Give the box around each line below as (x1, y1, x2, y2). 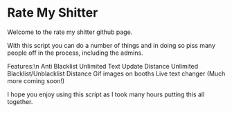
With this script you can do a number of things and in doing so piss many (7, 41, 216, 49)
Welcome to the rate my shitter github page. (7, 28, 133, 36)
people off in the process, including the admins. (7, 49, 143, 57)
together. (7, 97, 33, 105)
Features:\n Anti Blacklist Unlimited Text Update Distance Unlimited (7, 62, 199, 70)
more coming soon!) (7, 76, 65, 85)
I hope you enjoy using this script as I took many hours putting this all (7, 90, 205, 98)
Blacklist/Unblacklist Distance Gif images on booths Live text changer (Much (7, 69, 226, 78)
